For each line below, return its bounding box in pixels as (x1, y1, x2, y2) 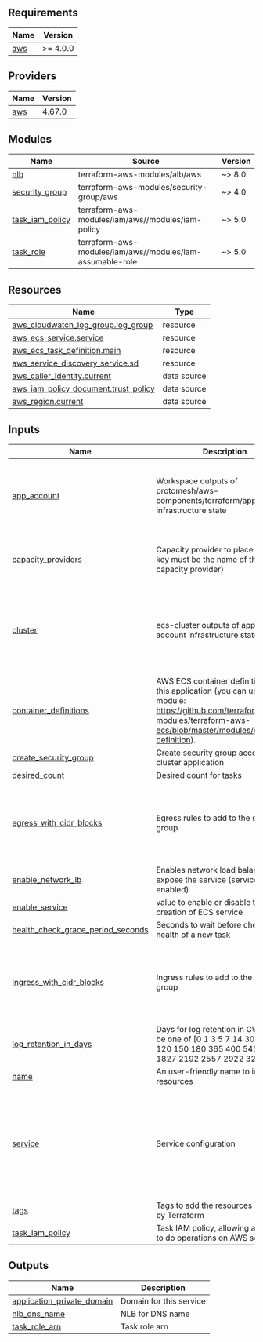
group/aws (77, 191, 118, 202)
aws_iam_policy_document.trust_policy (12, 384, 155, 395)
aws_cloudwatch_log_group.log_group (12, 319, 153, 330)
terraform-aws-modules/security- (77, 182, 207, 193)
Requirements (8, 6, 78, 20)
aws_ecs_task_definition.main (12, 345, 121, 356)
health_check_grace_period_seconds (12, 924, 149, 935)
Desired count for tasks (156, 770, 243, 781)
